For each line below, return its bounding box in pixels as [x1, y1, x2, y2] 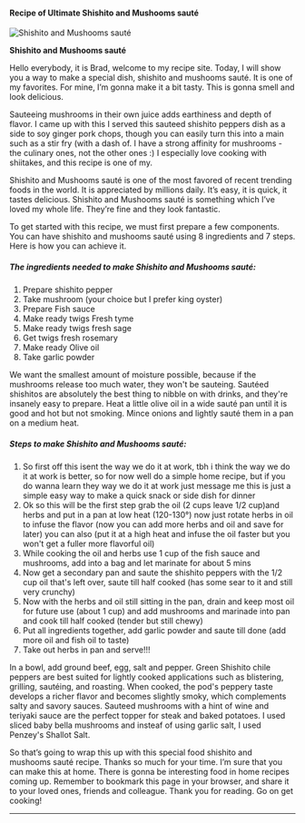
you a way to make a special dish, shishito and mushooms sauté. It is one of [9, 73, 293, 83]
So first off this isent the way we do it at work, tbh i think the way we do [22, 461, 290, 472]
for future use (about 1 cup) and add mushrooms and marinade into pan [22, 606, 290, 617]
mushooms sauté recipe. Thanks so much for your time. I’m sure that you [9, 757, 283, 768]
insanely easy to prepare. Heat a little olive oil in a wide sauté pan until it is [9, 398, 288, 409]
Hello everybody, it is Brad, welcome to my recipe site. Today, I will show [9, 63, 281, 73]
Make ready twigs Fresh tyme [22, 313, 134, 324]
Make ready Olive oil [22, 342, 100, 353]
